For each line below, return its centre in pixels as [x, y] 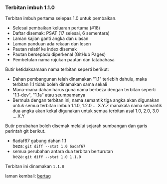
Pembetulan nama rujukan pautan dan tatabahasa [63, 60]
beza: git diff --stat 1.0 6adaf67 [49, 146]
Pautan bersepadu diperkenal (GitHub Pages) [59, 54]
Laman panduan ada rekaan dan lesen [52, 44]
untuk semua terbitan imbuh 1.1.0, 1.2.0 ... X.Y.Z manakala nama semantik [87, 106]
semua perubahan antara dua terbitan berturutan [63, 152]
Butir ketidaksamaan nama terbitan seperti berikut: [57, 69]
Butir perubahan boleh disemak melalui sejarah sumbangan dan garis [76, 126]
